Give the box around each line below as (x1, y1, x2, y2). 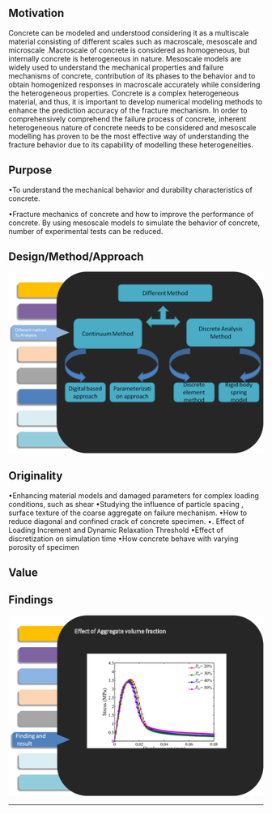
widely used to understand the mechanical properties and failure (8, 62, 224, 72)
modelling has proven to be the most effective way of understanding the (8, 131, 249, 141)
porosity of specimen (8, 542, 79, 552)
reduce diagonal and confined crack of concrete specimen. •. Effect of (8, 516, 245, 526)
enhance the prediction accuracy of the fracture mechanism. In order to (8, 105, 248, 115)
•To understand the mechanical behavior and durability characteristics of (8, 185, 253, 194)
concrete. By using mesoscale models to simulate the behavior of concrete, (8, 218, 261, 228)
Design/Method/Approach (8, 250, 144, 264)
